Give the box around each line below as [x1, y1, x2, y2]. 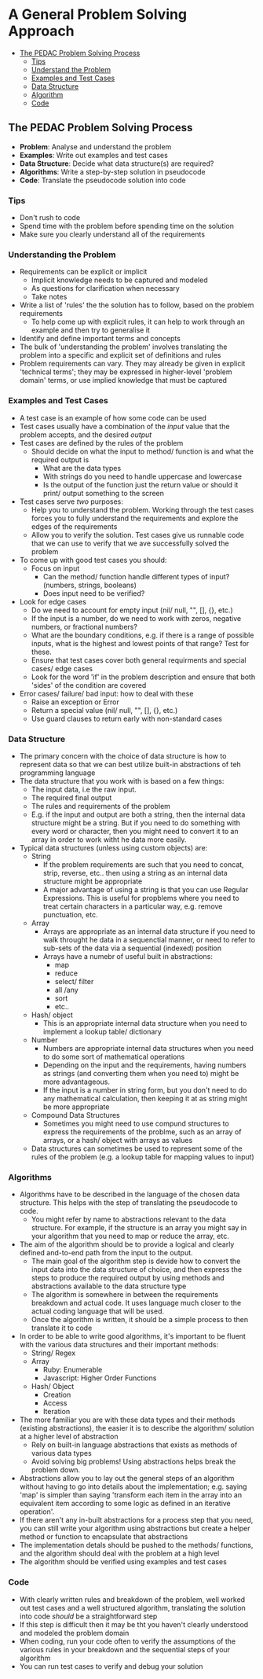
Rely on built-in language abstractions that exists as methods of [31, 1440, 238, 1449]
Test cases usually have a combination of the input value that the [19, 421, 230, 431]
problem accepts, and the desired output [19, 430, 152, 439]
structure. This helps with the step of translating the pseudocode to [19, 1198, 238, 1207]
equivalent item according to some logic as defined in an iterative [19, 1499, 232, 1508]
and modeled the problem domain [19, 1628, 130, 1637]
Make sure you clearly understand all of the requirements [19, 230, 206, 239]
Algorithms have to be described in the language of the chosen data [19, 1189, 240, 1200]
